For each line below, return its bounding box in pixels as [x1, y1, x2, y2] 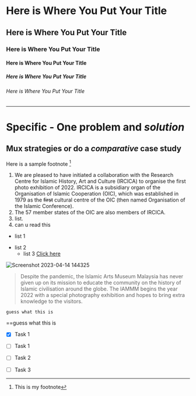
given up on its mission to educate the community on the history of [20, 279, 181, 286]
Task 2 [14, 354, 31, 361]
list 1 [14, 233, 26, 240]
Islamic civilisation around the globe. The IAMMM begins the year [20, 285, 178, 292]
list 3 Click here [23, 250, 61, 257]
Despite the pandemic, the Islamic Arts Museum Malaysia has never [20, 273, 184, 280]
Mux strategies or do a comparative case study [6, 144, 182, 153]
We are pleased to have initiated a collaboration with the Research [14, 172, 174, 179]
